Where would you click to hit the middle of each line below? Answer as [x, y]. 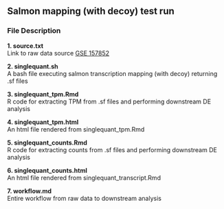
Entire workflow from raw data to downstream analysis [84, 198]
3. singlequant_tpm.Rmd [43, 94]
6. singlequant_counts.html [47, 170]
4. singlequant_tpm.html [43, 122]
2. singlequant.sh [33, 66]
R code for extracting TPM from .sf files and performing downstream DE [109, 101]
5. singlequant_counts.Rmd [47, 143]
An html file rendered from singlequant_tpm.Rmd [76, 129]
